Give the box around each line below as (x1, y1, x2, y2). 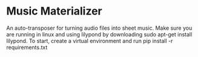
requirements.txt (6, 44, 48, 51)
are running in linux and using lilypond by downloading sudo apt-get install (6, 30, 193, 38)
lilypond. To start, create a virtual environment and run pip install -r (6, 37, 173, 44)
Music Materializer (6, 4, 102, 18)
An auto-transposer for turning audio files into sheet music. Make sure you (6, 24, 193, 32)
